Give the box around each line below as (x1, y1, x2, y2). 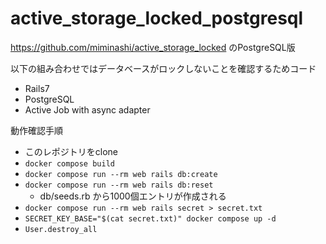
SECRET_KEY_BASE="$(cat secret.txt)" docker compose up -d (24, 213, 277, 224)
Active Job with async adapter (24, 103, 151, 116)
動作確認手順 (10, 124, 63, 136)
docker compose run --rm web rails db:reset (24, 180, 214, 190)
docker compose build (24, 158, 115, 169)
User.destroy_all (24, 224, 98, 234)
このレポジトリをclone (24, 145, 119, 157)
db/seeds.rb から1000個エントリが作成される (39, 190, 227, 202)
